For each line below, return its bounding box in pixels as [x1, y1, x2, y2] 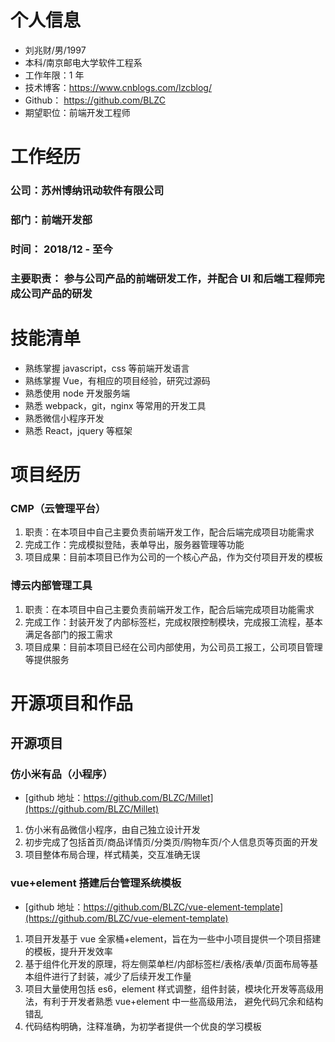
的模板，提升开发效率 [24, 945, 113, 957]
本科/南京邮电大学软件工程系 [24, 56, 143, 68]
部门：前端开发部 [10, 212, 93, 226]
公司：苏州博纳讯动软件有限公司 [10, 184, 165, 198]
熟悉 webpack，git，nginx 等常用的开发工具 [24, 399, 207, 411]
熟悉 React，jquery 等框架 [24, 424, 133, 436]
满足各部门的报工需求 [24, 628, 113, 640]
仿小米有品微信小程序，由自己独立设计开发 [24, 824, 201, 836]
